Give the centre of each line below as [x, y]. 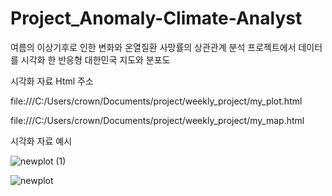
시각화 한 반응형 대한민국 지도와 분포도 [95, 59]
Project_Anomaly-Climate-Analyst [156, 18]
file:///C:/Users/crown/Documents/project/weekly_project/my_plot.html [156, 101]
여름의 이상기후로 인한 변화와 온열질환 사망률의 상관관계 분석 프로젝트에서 [153, 47]
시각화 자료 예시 [41, 141]
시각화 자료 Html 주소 [52, 81]
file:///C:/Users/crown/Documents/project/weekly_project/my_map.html [157, 120]
